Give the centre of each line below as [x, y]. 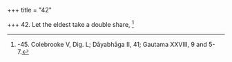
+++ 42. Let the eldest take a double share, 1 [71, 24]
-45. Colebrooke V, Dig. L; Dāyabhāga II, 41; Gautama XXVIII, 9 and [112, 44]
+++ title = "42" [29, 10]
